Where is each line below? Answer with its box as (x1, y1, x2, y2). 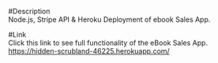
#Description (8, 7, 51, 16)
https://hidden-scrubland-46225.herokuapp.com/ (8, 47, 170, 55)
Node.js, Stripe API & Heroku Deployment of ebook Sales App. (8, 15, 211, 24)
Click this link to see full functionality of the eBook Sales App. (8, 38, 208, 47)
